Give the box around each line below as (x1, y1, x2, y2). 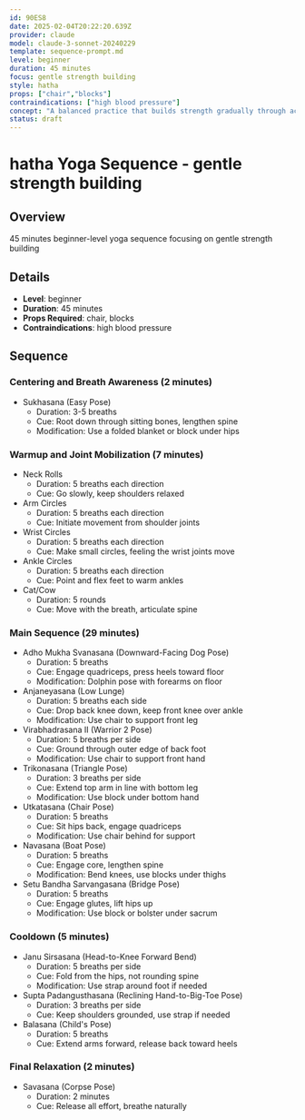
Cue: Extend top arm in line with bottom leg (35, 782, 198, 793)
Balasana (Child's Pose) (22, 1018, 112, 1029)
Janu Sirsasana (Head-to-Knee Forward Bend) (22, 951, 197, 962)
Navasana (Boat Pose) (22, 840, 106, 851)
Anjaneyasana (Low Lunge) (22, 686, 125, 697)
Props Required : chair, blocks (22, 312, 134, 323)
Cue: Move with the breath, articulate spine (35, 603, 198, 614)
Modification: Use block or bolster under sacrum (35, 907, 218, 918)
